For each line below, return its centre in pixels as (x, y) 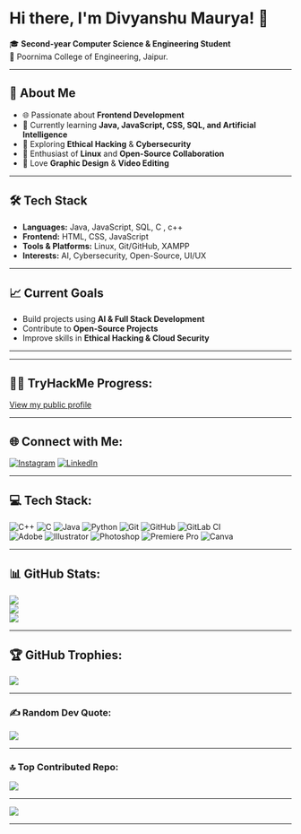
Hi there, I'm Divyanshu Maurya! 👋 (139, 18)
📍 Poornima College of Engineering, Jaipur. (89, 56)
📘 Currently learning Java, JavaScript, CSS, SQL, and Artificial (139, 125)
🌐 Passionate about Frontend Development (103, 115)
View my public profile (51, 405)
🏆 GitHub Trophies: (66, 655)
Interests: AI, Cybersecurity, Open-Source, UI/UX (114, 256)
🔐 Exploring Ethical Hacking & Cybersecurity (107, 143)
